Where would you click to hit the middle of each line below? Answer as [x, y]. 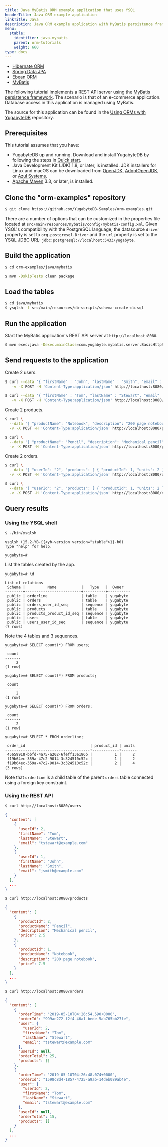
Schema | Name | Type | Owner [65, 587]
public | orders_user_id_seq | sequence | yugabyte [68, 605]
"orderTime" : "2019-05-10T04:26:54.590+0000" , [68, 1014]
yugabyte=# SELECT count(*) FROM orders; [49, 707]
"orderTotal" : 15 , [37, 1117]
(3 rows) [14, 768]
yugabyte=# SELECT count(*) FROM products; [51, 676]
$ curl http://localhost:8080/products [47, 899]
